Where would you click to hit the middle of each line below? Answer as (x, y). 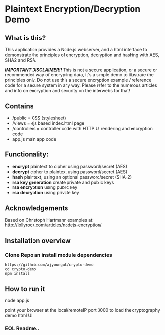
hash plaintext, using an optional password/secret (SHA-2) (72, 177)
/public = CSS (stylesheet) (39, 118)
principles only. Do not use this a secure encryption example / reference (78, 80)
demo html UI (19, 315)
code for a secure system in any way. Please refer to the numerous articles (81, 85)
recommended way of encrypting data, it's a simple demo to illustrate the (79, 75)
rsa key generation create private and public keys (63, 182)
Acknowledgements (37, 208)
